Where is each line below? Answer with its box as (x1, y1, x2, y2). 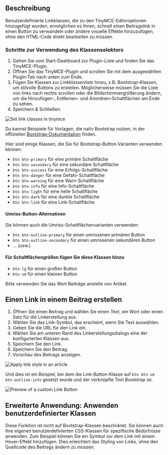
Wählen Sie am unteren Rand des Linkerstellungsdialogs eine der (12, 330, 148, 336)
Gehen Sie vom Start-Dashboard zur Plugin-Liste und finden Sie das (12, 58, 155, 64)
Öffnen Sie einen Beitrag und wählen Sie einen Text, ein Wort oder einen (12, 309, 163, 315)
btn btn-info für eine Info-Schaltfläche (12, 183, 94, 189)
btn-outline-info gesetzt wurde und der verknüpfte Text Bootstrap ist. (5, 377, 153, 383)
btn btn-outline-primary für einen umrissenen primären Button (12, 232, 145, 238)
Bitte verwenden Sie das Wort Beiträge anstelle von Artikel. (5, 280, 128, 286)
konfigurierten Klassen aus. (12, 336, 70, 342)
